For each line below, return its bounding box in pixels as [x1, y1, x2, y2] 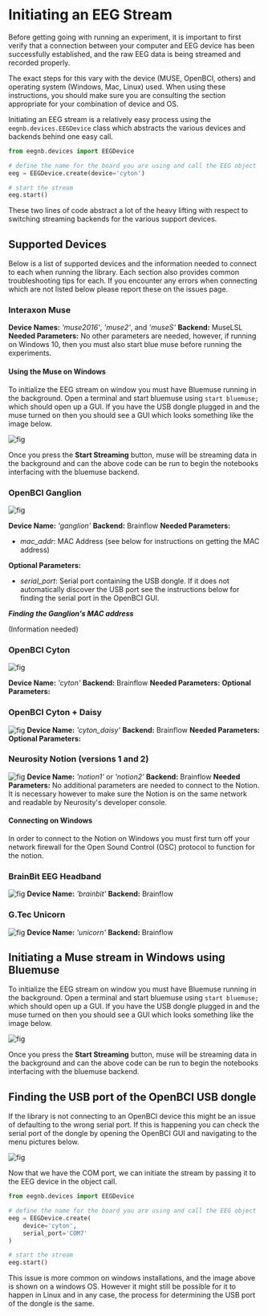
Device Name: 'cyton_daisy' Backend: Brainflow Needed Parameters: [26, 725, 261, 734]
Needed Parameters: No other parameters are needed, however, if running [8, 331, 257, 341]
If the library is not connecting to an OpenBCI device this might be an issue [8, 1111, 256, 1122]
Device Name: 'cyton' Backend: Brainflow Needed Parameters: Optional [8, 678, 251, 688]
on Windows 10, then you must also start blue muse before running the [8, 340, 242, 349]
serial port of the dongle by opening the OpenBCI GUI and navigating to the [8, 1129, 258, 1138]
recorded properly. [8, 58, 71, 67]
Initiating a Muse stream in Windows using [8, 950, 226, 964]
